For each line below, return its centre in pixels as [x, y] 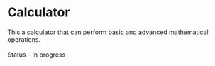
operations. [24, 39]
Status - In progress [37, 55]
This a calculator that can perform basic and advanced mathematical [108, 32]
